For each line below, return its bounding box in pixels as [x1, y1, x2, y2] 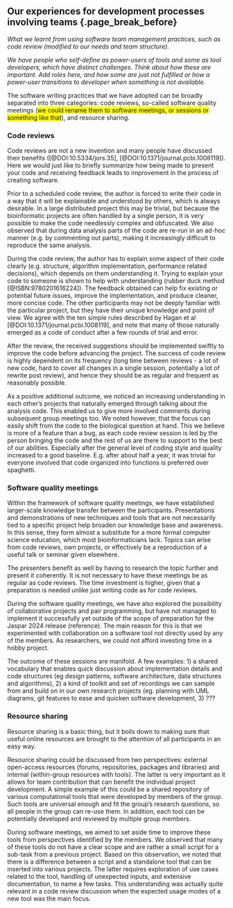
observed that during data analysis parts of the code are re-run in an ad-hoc [7, 226, 226, 235]
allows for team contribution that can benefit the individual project [7, 777, 196, 786]
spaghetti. [7, 466, 36, 474]
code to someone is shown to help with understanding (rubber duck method [7, 277, 225, 285]
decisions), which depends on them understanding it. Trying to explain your [7, 269, 223, 278]
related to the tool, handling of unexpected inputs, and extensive [7, 872, 191, 880]
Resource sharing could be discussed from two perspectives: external [7, 755, 208, 764]
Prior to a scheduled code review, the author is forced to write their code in [7, 190, 222, 198]
